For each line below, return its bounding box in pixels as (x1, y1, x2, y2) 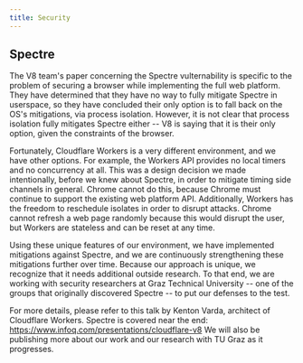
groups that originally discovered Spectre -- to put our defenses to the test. (9, 288, 290, 299)
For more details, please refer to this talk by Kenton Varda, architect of (9, 305, 271, 316)
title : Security (9, 13, 71, 23)
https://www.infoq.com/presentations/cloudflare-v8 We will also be (9, 324, 260, 335)
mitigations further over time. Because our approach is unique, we (9, 259, 256, 270)
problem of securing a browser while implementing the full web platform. (9, 80, 280, 91)
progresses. (9, 344, 54, 355)
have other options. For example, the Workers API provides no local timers (9, 155, 287, 166)
